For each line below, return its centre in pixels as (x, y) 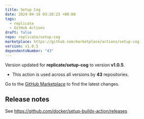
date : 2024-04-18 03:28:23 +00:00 (41, 14)
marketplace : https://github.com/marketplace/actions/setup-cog (72, 42)
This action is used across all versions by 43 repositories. (71, 74)
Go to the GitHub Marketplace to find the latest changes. (62, 84)
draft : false (18, 32)
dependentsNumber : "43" (29, 51)
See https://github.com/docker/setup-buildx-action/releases (66, 111)
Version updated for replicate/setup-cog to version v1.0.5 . (65, 65)
